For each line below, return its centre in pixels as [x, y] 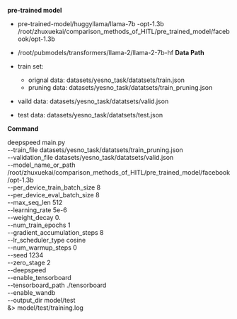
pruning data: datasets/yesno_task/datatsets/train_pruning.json [120, 87]
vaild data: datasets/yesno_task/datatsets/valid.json [93, 101]
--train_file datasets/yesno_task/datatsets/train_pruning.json [96, 150]
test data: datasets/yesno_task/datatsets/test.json [90, 115]
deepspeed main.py [36, 142]
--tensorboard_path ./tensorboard [57, 285]
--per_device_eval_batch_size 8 [54, 195]
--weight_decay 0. [34, 217]
